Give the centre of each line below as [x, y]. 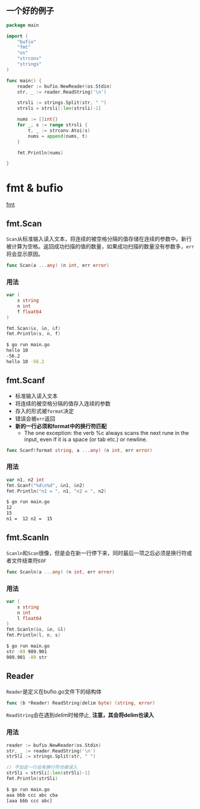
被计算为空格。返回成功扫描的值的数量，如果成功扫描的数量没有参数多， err [100, 247]
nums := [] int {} [38, 120]
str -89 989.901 [27, 651]
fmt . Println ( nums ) [40, 153]
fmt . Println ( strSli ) [32, 779]
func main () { [24, 80]
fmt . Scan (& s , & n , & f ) [34, 328]
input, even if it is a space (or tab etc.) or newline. [86, 439]
